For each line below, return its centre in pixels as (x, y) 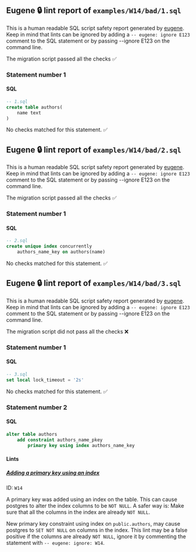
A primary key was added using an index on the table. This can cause (92, 499)
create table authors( (34, 107)
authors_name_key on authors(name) (61, 252)
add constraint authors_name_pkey (60, 440)
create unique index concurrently (49, 246)
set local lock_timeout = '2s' (45, 380)
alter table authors (32, 434)
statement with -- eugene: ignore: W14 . (55, 543)
